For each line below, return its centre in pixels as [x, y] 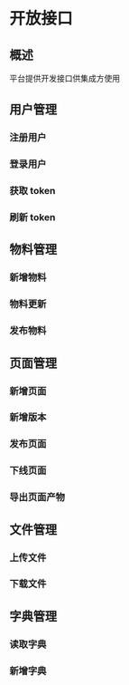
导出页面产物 [37, 497]
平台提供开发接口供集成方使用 [64, 78]
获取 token [32, 191]
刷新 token [32, 217]
